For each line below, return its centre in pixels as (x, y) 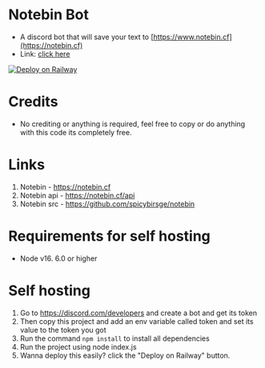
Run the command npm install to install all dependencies (114, 338)
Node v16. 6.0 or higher (58, 258)
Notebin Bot (49, 15)
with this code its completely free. (76, 132)
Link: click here (45, 54)
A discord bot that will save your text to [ (86, 37)
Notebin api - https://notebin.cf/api (77, 195)
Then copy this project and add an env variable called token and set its (137, 321)
